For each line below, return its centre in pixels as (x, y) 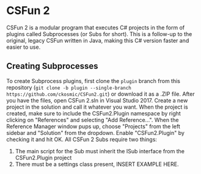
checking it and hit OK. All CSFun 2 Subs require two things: (82, 139)
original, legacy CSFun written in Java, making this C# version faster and (98, 40)
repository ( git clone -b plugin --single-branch (69, 87)
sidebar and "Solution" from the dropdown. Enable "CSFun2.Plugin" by (96, 132)
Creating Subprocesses (53, 66)
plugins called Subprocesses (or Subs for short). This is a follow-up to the (99, 34)
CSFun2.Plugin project (43, 158)
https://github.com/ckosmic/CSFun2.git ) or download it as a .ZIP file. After (100, 94)
